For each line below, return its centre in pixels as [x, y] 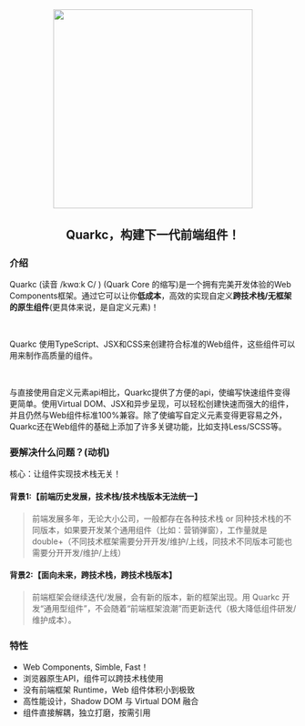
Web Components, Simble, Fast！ [86, 667]
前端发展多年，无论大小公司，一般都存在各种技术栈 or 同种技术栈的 [158, 519]
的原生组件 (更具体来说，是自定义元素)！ [84, 308]
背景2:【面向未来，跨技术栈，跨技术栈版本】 [93, 575]
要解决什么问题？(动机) [60, 452]
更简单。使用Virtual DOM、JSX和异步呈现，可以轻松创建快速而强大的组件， [152, 404]
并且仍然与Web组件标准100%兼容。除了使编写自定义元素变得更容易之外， [148, 415]
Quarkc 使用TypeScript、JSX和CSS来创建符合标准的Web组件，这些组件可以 [152, 344]
